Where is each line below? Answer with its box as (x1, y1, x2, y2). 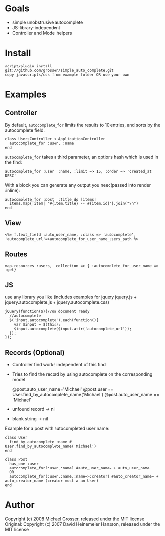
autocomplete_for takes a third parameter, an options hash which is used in (5, 154, 159, 160)
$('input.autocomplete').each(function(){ (9, 318, 99, 323)
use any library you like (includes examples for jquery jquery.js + (5, 294, 137, 300)
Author (5, 499, 35, 511)
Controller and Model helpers (12, 30, 72, 36)
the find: (5, 159, 22, 165)
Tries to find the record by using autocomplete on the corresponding (12, 371, 153, 377)
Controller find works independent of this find (12, 362, 106, 368)
